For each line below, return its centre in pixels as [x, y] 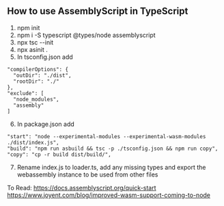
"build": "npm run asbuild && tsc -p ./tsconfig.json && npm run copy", [113, 149]
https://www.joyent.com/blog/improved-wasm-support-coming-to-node [109, 195]
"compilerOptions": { [38, 69]
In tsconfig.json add [45, 57]
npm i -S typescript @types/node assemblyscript [86, 35]
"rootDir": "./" [36, 81]
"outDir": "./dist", [42, 75]
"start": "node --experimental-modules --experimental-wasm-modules [107, 136]
